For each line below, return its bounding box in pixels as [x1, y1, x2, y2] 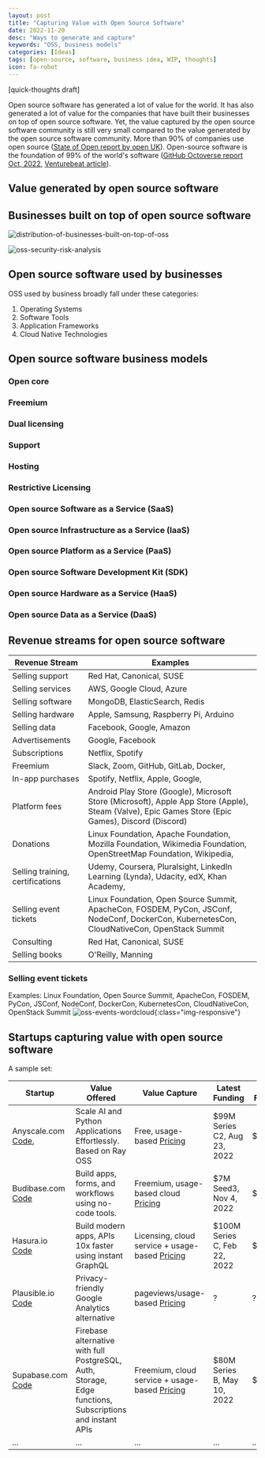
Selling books [12, 950, 62, 961]
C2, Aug [212, 1131, 244, 1142]
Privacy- [75, 1273, 109, 1284]
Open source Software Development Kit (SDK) [8, 567, 188, 578]
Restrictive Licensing [8, 482, 91, 493]
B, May [212, 1375, 239, 1386]
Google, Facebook [88, 735, 156, 746]
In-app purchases [12, 773, 80, 784]
